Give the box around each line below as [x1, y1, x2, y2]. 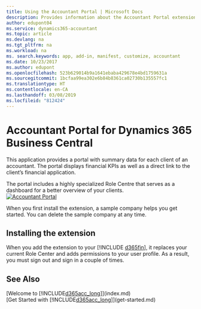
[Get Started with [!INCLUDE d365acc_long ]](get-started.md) [6, 296, 156, 304]
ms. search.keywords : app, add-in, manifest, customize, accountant [6, 53, 181, 59]
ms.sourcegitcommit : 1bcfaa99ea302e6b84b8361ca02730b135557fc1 [6, 75, 167, 81]
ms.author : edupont [6, 64, 55, 71]
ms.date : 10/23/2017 [6, 59, 58, 65]
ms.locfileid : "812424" [6, 97, 66, 103]
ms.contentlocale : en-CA [6, 87, 68, 93]
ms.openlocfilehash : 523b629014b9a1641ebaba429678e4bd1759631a [6, 70, 167, 76]
